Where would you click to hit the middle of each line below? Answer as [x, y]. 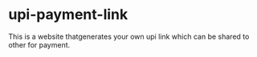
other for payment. [39, 44]
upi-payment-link [68, 15]
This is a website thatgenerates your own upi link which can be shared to [129, 36]
